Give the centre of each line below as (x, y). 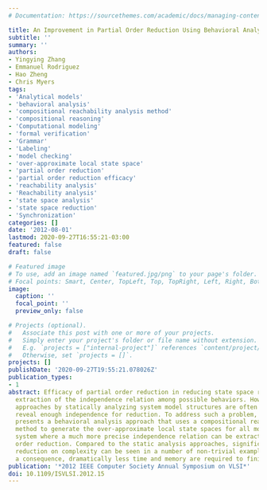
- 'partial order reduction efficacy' (72, 178)
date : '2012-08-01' (41, 230)
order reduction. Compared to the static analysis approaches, (122, 444)
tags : (17, 89)
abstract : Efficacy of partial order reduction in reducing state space (131, 392)
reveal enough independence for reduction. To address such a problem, (137, 414)
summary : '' (28, 45)
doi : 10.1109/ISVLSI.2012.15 (56, 474)
